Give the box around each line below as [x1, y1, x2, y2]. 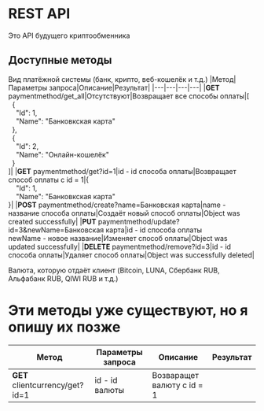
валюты [93, 384, 125, 395]
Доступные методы [8, 54, 112, 67]
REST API [8, 5, 71, 23]
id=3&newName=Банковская [8, 225, 104, 235]
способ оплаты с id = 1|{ [8, 175, 90, 184]
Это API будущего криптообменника [8, 31, 130, 40]
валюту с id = [152, 380, 203, 391]
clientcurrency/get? [12, 380, 84, 391]
